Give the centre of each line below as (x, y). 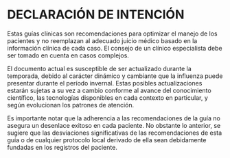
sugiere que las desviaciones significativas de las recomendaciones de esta (115, 133)
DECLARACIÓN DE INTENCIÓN (96, 15)
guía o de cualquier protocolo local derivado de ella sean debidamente (107, 140)
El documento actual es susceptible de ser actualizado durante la (100, 68)
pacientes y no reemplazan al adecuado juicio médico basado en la (102, 40)
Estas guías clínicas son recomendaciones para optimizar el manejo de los (112, 34)
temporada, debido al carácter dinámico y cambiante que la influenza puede (115, 76)
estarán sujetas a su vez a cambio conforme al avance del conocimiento (109, 90)
